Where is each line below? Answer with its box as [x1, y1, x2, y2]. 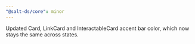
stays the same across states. [5, 31, 79, 38]
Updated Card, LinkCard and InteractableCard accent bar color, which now [5, 25, 190, 32]
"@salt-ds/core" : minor [5, 8, 65, 15]
